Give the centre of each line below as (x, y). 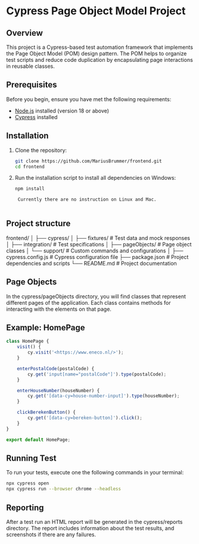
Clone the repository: (41, 150)
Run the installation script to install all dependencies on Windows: (95, 178)
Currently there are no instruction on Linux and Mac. (87, 200)
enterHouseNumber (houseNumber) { (58, 390)
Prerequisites (32, 85)
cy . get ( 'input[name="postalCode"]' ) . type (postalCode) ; (97, 374)
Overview (25, 33)
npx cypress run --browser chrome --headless (63, 489)
